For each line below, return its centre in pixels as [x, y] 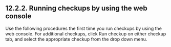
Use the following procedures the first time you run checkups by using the [84, 28]
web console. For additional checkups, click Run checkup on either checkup [86, 34]
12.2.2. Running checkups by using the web [76, 8]
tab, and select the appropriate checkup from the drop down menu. [76, 39]
